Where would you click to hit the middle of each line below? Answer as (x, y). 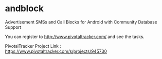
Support (13, 27)
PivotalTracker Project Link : (33, 46)
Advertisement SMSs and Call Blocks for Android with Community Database (81, 22)
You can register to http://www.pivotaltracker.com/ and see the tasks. (75, 37)
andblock (24, 9)
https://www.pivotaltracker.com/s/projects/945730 (56, 51)
